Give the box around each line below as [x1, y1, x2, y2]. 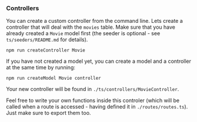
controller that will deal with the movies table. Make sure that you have [6, 23, 175, 30]
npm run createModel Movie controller [6, 75, 101, 82]
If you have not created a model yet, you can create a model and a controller [6, 57, 192, 65]
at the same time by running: [6, 64, 75, 71]
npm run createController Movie [6, 48, 85, 53]
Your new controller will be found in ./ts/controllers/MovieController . [6, 86, 179, 93]
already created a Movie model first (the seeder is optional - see [6, 30, 161, 37]
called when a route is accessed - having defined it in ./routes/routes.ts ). [6, 103, 188, 110]
